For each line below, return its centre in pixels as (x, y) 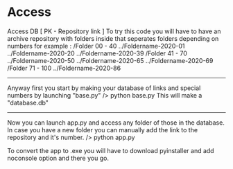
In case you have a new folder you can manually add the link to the (103, 130)
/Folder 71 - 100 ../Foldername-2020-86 (64, 68)
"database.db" (28, 103)
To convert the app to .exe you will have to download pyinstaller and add (111, 150)
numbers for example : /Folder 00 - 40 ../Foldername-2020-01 (96, 46)
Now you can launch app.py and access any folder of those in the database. (116, 123)
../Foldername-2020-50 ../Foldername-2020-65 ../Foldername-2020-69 (110, 60)
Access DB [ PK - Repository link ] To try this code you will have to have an (114, 31)
